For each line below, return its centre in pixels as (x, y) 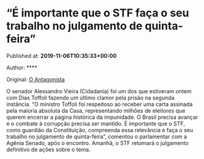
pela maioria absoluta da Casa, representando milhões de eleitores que (96, 110)
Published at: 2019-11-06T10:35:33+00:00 (62, 55)
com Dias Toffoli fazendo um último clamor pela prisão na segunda (90, 97)
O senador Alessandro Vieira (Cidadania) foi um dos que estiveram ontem (99, 91)
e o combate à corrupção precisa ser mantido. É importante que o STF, (96, 123)
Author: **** (22, 68)
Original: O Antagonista (36, 79)
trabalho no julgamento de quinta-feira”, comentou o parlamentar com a (97, 136)
